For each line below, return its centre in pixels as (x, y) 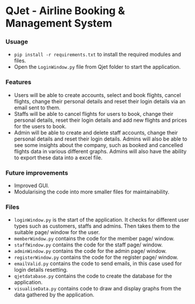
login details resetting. (41, 270)
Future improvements (37, 173)
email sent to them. (37, 108)
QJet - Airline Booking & (65, 11)
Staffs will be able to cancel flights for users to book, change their (94, 113)
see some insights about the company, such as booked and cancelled (98, 145)
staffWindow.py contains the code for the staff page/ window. (88, 245)
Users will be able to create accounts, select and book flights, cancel (97, 95)
